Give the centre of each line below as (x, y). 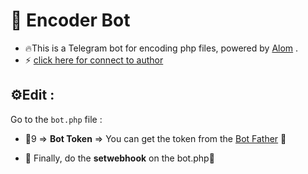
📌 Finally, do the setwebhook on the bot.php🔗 (119, 158)
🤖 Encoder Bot (70, 20)
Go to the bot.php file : (56, 119)
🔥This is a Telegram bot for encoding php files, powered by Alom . (161, 48)
